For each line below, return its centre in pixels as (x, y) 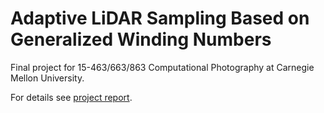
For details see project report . (71, 97)
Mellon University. (47, 78)
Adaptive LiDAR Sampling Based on (160, 18)
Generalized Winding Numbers (141, 39)
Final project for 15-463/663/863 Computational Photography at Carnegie (162, 67)
